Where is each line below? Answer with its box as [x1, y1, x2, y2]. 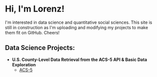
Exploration [12, 62, 36, 67]
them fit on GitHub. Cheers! [5, 30, 60, 35]
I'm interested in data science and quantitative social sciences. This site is [5, 19, 152, 25]
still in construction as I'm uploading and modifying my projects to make [5, 24, 148, 30]
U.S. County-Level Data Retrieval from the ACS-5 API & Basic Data [12, 57, 147, 62]
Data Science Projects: [5, 44, 75, 52]
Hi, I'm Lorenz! [5, 3, 65, 15]
